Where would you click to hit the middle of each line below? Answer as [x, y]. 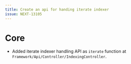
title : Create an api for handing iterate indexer [57, 9]
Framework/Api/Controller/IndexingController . [59, 57]
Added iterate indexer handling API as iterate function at [69, 51]
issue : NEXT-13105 [23, 14]
